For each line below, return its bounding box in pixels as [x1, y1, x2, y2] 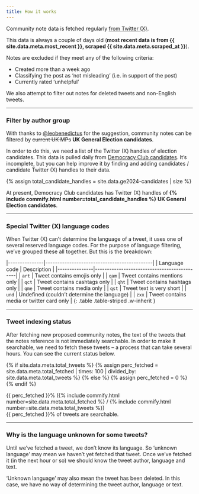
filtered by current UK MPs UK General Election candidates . [6, 135, 154, 143]
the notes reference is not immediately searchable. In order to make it [6, 337, 176, 344]
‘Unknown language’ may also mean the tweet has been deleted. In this [6, 474, 181, 482]
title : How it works [6, 8, 57, 15]
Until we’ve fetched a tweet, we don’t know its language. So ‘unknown [6, 444, 178, 451]
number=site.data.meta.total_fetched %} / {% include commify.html [6, 398, 171, 405]
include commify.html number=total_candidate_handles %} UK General [6, 195, 187, 202]
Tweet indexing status [6, 318, 72, 326]
